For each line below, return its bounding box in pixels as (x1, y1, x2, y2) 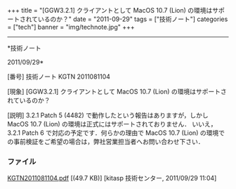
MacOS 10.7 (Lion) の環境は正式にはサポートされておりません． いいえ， (7, 120, 217, 128)
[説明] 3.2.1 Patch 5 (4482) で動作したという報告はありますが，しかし (7, 111, 209, 119)
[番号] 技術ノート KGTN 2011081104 (7, 72, 111, 81)
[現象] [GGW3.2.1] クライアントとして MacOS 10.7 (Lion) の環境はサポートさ (7, 87, 227, 96)
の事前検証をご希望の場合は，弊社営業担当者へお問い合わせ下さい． (7, 138, 204, 145)
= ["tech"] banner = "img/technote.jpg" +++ (7, 23, 135, 31)
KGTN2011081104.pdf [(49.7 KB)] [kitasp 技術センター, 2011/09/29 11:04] (7, 174, 217, 183)
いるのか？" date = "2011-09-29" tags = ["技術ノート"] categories (37, 15, 228, 23)
